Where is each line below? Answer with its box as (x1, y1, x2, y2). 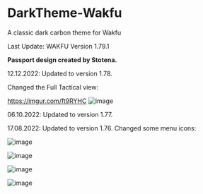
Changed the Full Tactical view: (7, 83, 99, 91)
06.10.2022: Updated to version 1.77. (7, 110, 113, 119)
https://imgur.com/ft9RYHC (7, 97, 87, 105)
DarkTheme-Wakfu (7, 5, 122, 21)
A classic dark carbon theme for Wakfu (7, 28, 122, 37)
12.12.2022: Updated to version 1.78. (7, 69, 113, 78)
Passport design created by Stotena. (7, 55, 117, 64)
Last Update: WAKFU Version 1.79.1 (7, 42, 110, 50)
